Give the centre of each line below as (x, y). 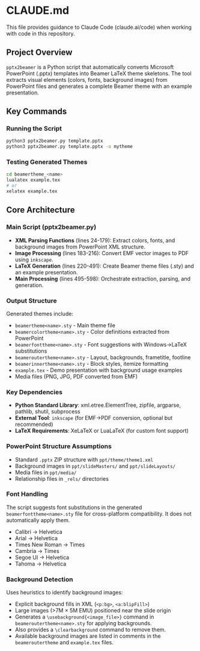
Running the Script (34, 129)
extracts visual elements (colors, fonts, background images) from (87, 79)
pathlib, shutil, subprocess (48, 412)
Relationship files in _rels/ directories (62, 478)
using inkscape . (34, 259)
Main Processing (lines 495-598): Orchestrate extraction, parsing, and (103, 279)
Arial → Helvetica (36, 538)
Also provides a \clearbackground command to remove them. (90, 630)
